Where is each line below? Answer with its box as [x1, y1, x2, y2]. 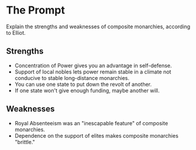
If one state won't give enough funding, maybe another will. [14, 86, 160, 94]
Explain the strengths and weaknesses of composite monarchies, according [6, 23, 191, 30]
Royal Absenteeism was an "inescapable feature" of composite [14, 119, 168, 126]
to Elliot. [6, 29, 26, 36]
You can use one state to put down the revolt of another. [14, 81, 152, 88]
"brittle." [14, 138, 35, 145]
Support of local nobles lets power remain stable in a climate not [14, 68, 171, 75]
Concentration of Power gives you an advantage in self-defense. [14, 62, 172, 69]
